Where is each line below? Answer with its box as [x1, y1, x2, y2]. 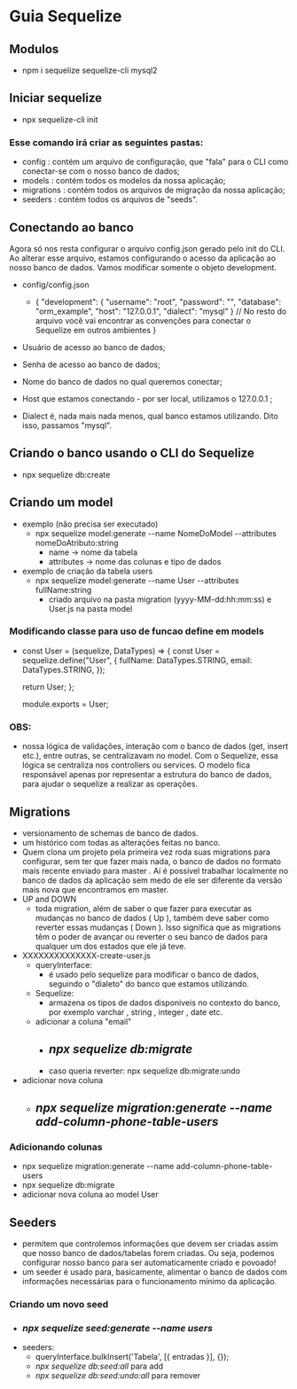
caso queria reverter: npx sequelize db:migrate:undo [48, 1065, 241, 1076]
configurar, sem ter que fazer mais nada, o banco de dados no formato [21, 855, 282, 866]
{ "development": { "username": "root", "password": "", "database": [35, 296, 282, 307]
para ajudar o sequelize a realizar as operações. [21, 778, 198, 790]
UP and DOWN [21, 893, 77, 904]
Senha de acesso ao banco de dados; [21, 359, 161, 370]
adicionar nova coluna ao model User [21, 1190, 160, 1200]
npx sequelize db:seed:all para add [35, 1361, 164, 1371]
